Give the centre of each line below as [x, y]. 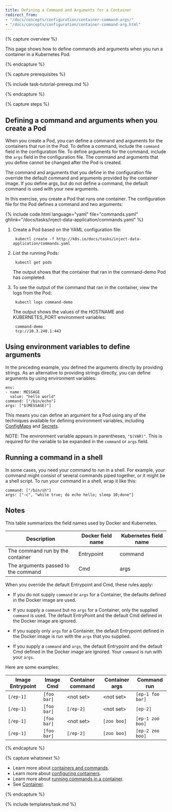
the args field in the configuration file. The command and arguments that [82, 157]
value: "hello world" [33, 396]
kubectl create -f [35, 239]
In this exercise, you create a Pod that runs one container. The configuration [85, 199]
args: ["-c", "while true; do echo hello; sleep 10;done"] [70, 495]
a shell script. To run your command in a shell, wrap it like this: [71, 481]
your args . [23, 657]
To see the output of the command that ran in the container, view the [85, 288]
